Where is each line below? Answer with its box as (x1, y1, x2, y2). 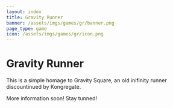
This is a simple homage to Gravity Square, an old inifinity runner (6, 77, 167, 84)
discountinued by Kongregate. (6, 83, 81, 91)
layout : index (6, 8, 42, 15)
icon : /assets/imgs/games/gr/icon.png (6, 31, 104, 37)
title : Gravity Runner (6, 14, 63, 20)
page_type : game (6, 25, 47, 32)
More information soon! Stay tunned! (6, 95, 98, 102)
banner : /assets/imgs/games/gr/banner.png (6, 20, 115, 26)
